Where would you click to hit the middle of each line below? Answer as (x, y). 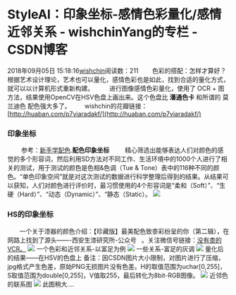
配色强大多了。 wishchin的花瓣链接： (87, 106)
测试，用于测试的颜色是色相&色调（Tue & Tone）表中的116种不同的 (116, 168)
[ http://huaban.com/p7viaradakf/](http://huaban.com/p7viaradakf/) (105, 114)
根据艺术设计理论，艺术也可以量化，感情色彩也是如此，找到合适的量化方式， (118, 79)
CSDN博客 (38, 50)
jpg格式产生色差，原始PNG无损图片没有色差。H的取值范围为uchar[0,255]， (117, 266)
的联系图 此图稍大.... (41, 284)
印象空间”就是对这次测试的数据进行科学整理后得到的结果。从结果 (129, 176)
